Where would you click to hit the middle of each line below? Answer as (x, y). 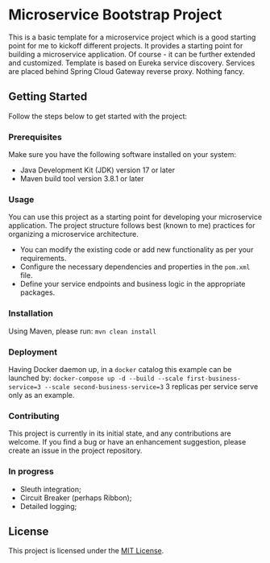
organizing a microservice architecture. (74, 234)
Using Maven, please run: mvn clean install (83, 331)
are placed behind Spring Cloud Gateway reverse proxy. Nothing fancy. (127, 71)
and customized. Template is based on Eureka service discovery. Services (132, 63)
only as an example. (42, 395)
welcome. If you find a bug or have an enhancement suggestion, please (127, 442)
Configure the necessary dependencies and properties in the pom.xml (135, 267)
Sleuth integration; (51, 489)
